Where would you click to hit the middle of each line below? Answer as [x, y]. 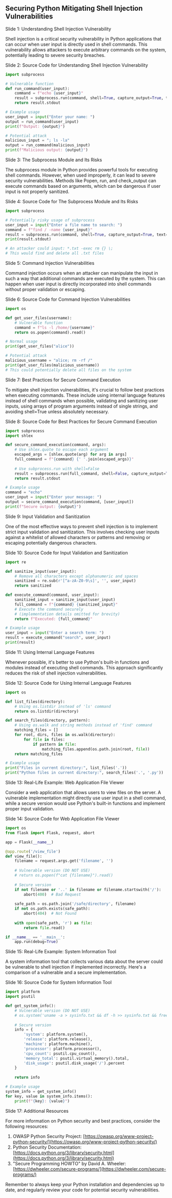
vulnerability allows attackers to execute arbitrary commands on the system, [86, 50]
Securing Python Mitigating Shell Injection [74, 8]
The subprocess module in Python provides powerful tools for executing [81, 170]
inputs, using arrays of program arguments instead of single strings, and [81, 406]
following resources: [27, 1126]
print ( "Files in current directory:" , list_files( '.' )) [66, 768]
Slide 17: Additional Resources [37, 1111]
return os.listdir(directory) [47, 711]
